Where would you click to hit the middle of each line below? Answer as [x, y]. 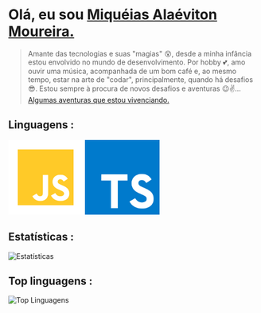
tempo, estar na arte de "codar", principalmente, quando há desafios [140, 79]
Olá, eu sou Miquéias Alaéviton [113, 15]
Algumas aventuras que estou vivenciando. [98, 100]
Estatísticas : [41, 237]
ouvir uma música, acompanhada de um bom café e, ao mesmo [132, 71]
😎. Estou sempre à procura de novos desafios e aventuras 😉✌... [134, 88]
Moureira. [41, 31]
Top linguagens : [51, 281]
